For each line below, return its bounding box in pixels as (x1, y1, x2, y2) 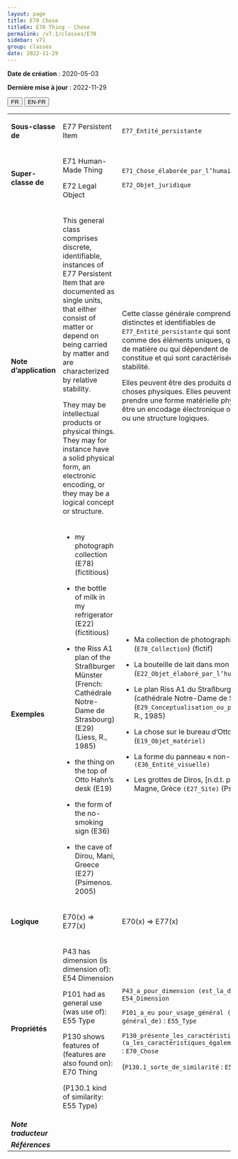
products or (62, 418, 102, 427)
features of (62, 1040, 100, 1050)
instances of (62, 259, 104, 269)
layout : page (7, 10, 46, 18)
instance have (62, 444, 110, 454)
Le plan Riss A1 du (134, 684, 196, 694)
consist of (62, 313, 96, 323)
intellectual (62, 408, 99, 418)
